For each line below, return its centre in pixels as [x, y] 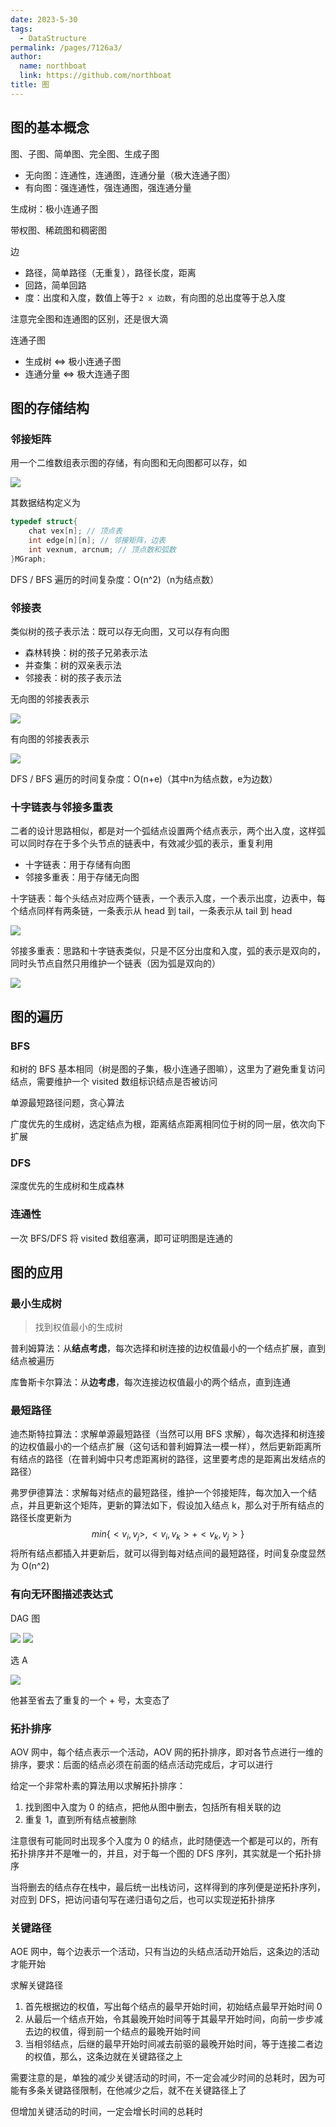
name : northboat [53, 66]
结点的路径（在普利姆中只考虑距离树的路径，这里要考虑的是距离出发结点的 [172, 1459]
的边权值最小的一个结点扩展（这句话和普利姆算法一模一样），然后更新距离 [161, 1447]
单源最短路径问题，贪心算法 [67, 1102]
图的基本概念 [50, 127]
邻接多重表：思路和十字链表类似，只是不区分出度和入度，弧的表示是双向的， [168, 951]
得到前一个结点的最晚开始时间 [139, 2032]
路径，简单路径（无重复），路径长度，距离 [110, 272]
